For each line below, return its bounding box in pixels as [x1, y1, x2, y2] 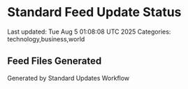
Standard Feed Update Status [7, 4, 182, 20]
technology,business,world [7, 34, 85, 43]
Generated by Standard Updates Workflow [7, 74, 130, 82]
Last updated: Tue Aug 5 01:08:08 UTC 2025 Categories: [7, 27, 171, 36]
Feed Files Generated [7, 55, 102, 67]
